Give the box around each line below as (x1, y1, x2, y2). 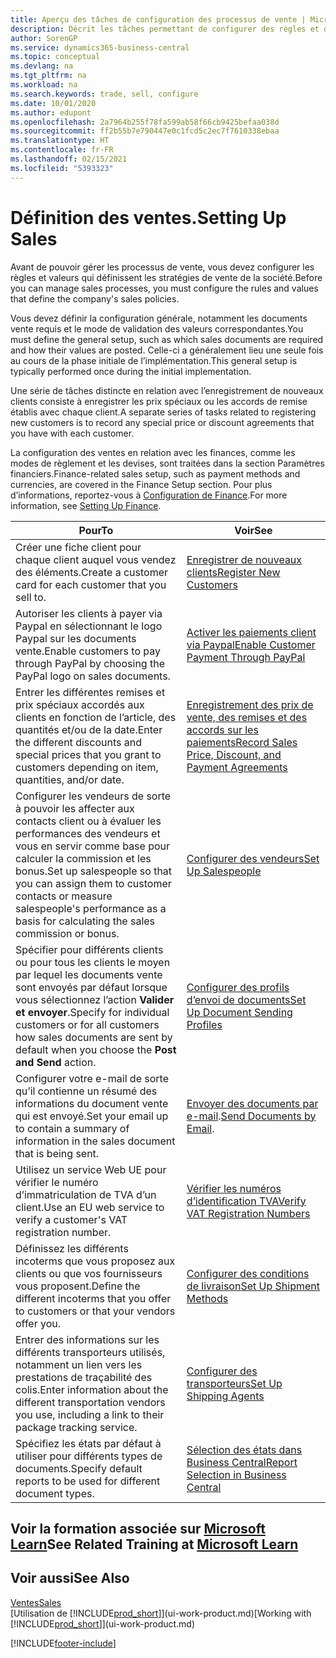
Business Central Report (186, 1455, 298, 1469)
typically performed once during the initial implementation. (10, 365, 252, 377)
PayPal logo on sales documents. (15, 669, 171, 683)
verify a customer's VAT (15, 1212, 128, 1226)
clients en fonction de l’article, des (15, 710, 177, 724)
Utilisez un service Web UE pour (15, 1162, 167, 1176)
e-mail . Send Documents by (186, 1109, 317, 1123)
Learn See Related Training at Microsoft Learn (10, 1536, 299, 1553)
